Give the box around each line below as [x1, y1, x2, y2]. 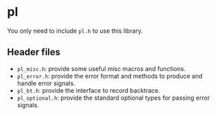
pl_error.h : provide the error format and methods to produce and [16, 72, 203, 80]
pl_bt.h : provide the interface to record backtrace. [16, 86, 161, 94]
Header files [7, 46, 61, 58]
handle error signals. [16, 79, 75, 87]
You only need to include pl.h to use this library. [7, 27, 143, 35]
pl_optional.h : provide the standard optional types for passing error [16, 93, 210, 102]
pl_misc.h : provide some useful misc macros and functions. [16, 64, 186, 72]
